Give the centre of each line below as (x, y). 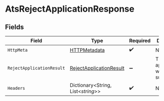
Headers (16, 88)
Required (140, 41)
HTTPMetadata (87, 50)
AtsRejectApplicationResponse (70, 9)
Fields (15, 27)
